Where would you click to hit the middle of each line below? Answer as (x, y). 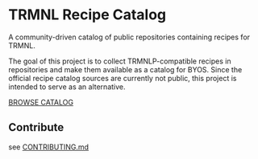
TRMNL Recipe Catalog (87, 15)
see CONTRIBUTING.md (49, 147)
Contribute (36, 127)
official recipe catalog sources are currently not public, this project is (123, 78)
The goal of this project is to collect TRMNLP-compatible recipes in (120, 61)
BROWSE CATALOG (41, 102)
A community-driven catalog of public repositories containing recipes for (129, 37)
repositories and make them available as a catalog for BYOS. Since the (125, 69)
